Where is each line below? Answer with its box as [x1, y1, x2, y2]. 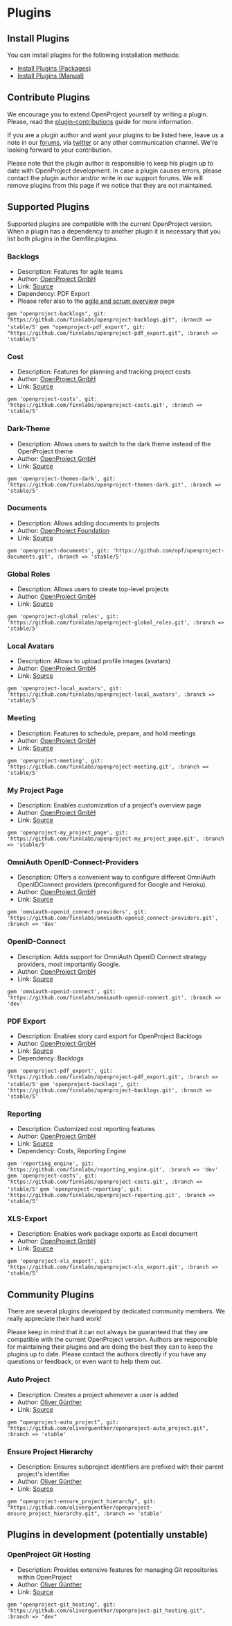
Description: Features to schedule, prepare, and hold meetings [17, 729, 196, 737]
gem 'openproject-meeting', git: [7, 757, 104, 764]
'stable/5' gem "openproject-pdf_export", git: [7, 324, 145, 331]
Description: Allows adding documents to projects [17, 518, 160, 527]
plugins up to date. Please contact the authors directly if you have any [7, 1350, 207, 1358]
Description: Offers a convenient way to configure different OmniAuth [17, 873, 216, 882]
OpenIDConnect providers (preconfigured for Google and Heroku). [17, 880, 208, 889]
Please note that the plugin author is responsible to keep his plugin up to [7, 159, 213, 167]
